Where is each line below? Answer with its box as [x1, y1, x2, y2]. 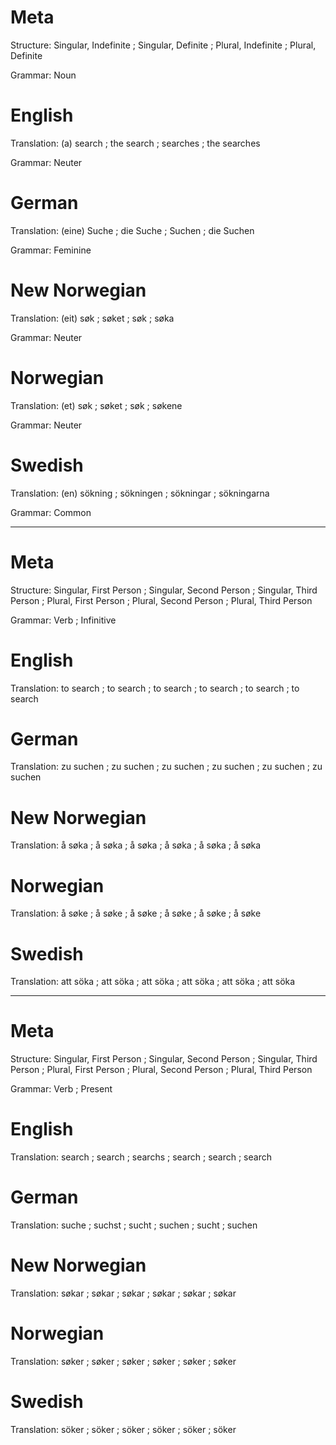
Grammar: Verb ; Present [10, 1083, 113, 1095]
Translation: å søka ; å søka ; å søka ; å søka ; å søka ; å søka [10, 839, 262, 851]
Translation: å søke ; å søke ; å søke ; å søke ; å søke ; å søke [10, 907, 262, 920]
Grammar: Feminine [10, 244, 92, 256]
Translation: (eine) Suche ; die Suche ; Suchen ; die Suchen [10, 224, 255, 236]
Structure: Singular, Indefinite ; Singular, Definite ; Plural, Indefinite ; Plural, [10, 39, 317, 51]
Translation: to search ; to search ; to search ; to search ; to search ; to [10, 682, 300, 694]
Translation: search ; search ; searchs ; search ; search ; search [10, 1151, 272, 1163]
